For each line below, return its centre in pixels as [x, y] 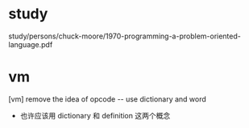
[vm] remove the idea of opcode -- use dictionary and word [108, 99]
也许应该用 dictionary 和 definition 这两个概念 [95, 115]
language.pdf [31, 44]
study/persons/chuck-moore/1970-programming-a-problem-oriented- [125, 36]
